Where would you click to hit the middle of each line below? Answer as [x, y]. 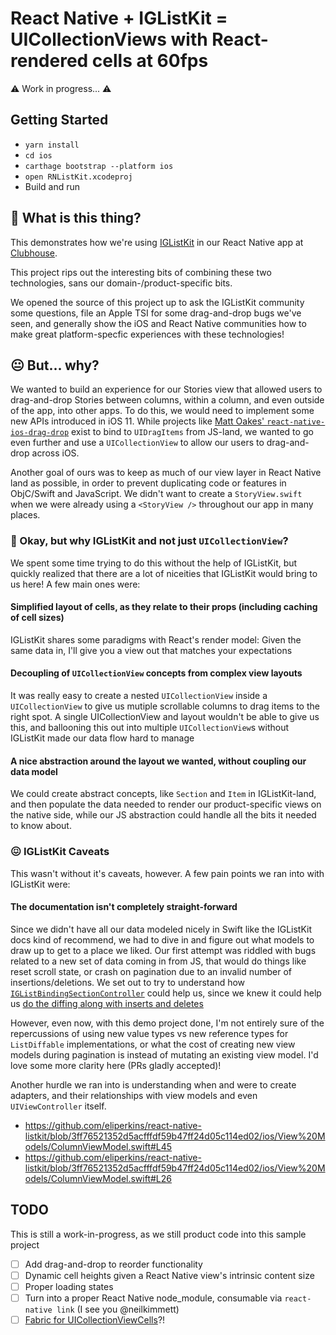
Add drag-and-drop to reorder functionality [113, 1264]
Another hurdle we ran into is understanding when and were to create [153, 1084]
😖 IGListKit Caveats [60, 852]
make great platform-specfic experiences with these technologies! [147, 334]
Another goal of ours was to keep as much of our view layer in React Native [166, 473]
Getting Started [59, 120]
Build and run [52, 186]
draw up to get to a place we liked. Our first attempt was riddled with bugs [163, 950]
